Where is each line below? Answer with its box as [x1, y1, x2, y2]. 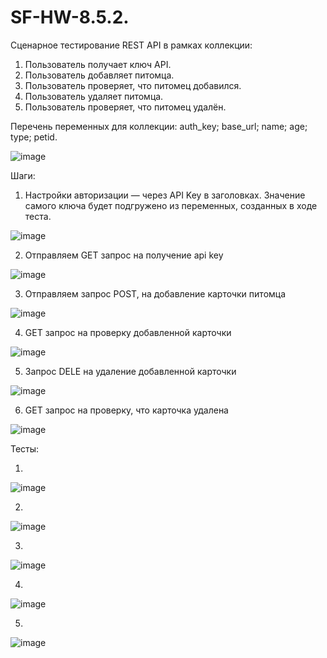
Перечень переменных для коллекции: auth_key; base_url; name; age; [10, 120, 308, 132]
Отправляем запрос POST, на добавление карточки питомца [24, 287, 287, 300]
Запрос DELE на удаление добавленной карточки [24, 365, 237, 377]
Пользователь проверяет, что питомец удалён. [24, 101, 227, 113]
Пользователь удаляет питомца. [24, 90, 164, 102]
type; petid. [10, 131, 58, 143]
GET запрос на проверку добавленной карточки [24, 326, 232, 338]
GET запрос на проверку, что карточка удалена [24, 404, 229, 416]
